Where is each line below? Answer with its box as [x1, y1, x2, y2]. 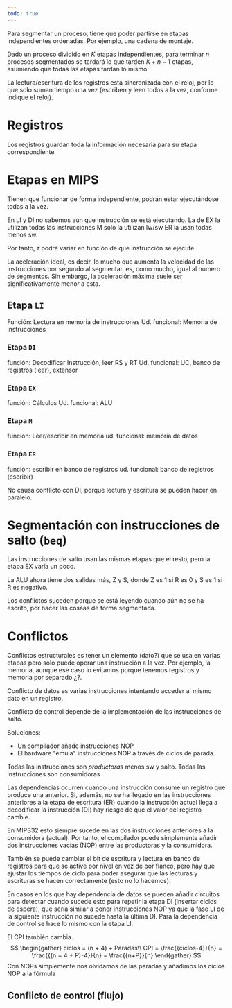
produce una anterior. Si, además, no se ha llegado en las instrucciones [7, 791, 211, 799]
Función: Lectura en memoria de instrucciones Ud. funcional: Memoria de [7, 318, 217, 326]
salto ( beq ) [7, 532, 67, 548]
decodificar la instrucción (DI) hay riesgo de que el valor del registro [7, 805, 202, 814]
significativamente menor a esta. [7, 279, 100, 288]
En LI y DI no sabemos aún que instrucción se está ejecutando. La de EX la [7, 216, 220, 224]
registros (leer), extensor [7, 366, 78, 374]
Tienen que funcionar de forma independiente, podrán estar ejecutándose [7, 195, 220, 203]
